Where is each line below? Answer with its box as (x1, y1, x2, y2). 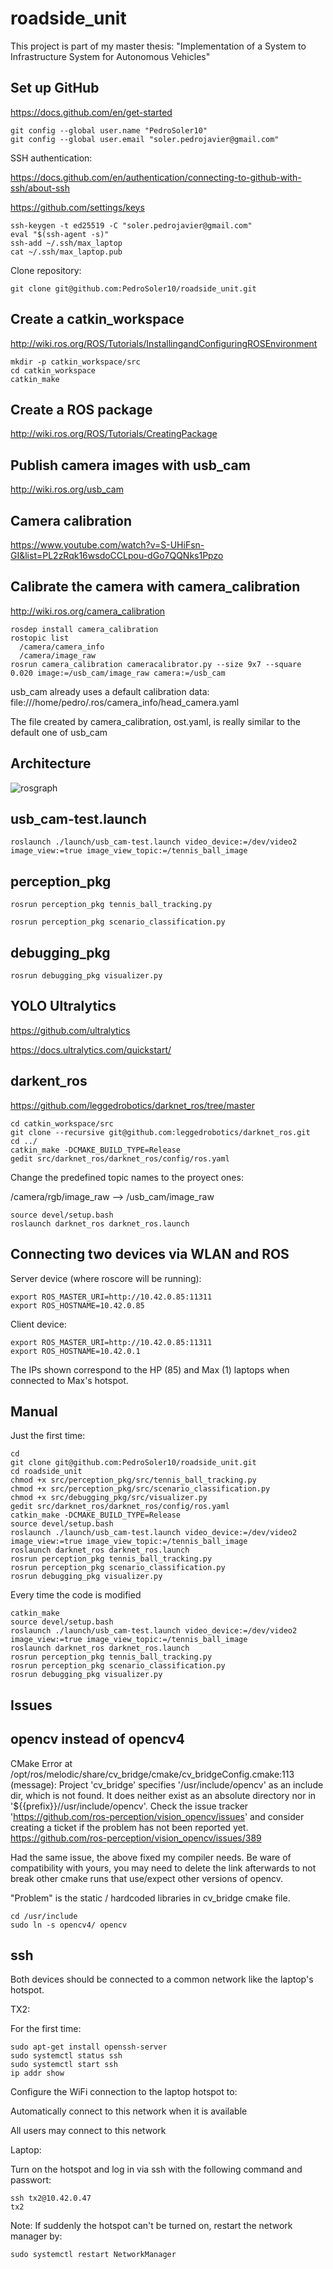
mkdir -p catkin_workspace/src (10, 357, 141, 367)
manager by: (10, 2230, 63, 2242)
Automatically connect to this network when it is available (10, 2105, 248, 2117)
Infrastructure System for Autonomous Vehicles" (10, 50, 211, 62)
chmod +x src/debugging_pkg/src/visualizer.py (10, 1493, 208, 1503)
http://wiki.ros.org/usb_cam (10, 483, 124, 496)
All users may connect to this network (10, 2125, 167, 2137)
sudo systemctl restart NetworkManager (10, 2250, 177, 2260)
